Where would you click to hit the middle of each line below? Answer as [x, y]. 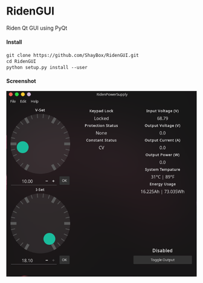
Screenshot [21, 81]
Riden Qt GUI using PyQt [37, 28]
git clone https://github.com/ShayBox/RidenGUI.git [72, 56]
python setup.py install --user [47, 68]
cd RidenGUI [21, 62]
